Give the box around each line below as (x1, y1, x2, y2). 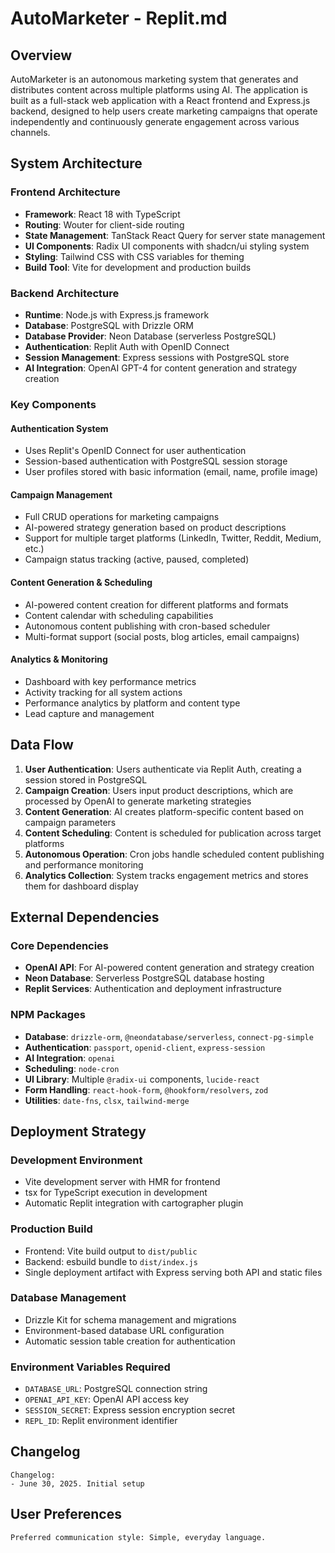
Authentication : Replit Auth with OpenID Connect (24, 340, 230, 352)
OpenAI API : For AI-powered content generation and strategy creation (24, 962, 315, 974)
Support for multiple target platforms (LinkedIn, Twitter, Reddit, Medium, (24, 532, 322, 544)
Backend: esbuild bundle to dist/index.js (24, 1255, 198, 1267)
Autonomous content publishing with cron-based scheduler (24, 620, 271, 632)
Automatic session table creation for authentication (24, 1335, 236, 1347)
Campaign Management (10, 488, 113, 501)
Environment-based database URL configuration (24, 1324, 225, 1336)
